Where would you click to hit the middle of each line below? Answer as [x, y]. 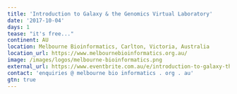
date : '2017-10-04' [36, 20]
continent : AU [28, 40]
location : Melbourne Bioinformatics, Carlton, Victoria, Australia [109, 47]
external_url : [28, 66]
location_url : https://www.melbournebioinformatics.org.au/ [98, 54]
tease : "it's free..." [41, 34]
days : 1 [19, 27]
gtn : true [22, 80]
